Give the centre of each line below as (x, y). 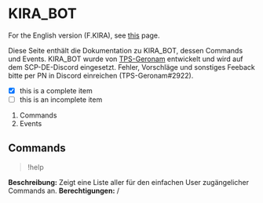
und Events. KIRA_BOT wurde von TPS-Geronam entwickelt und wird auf (126, 59)
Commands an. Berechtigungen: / (64, 190)
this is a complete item (56, 90)
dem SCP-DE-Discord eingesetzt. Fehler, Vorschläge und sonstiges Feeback (131, 67)
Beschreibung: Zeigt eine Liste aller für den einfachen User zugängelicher (129, 182)
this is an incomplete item (61, 100)
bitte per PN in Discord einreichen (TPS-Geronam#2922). (101, 75)
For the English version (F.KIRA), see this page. (84, 35)
